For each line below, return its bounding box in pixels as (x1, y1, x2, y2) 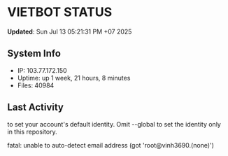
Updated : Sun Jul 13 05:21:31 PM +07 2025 (7, 27, 132, 36)
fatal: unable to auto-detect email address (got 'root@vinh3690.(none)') (7, 141, 215, 149)
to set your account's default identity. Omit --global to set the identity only (7, 120, 222, 128)
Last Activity (7, 101, 64, 113)
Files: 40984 (17, 81, 55, 90)
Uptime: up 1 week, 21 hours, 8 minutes (17, 73, 131, 82)
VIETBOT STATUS (7, 4, 113, 20)
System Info (7, 48, 62, 59)
